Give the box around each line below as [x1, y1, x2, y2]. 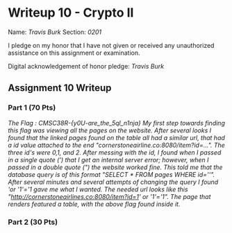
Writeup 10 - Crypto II [8, 5, 134, 21]
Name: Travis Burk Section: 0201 [8, 28, 102, 36]
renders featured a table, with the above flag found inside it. [8, 200, 181, 208]
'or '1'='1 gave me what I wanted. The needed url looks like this [8, 185, 188, 193]
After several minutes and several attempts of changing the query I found [8, 178, 219, 186]
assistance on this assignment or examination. [8, 49, 140, 57]
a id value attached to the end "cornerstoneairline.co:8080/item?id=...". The [8, 141, 225, 149]
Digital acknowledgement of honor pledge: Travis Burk [8, 62, 165, 70]
